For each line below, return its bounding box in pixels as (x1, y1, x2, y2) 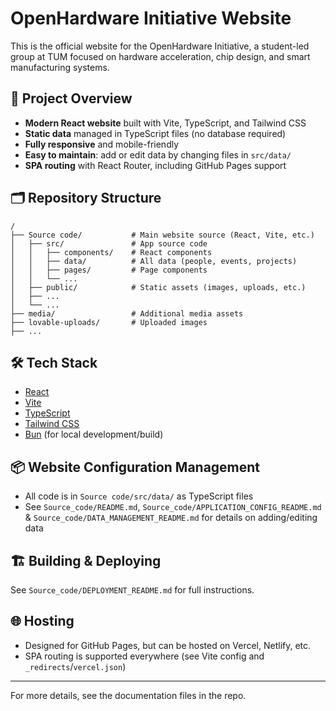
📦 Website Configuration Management (10, 458, 261, 476)
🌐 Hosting (10, 613, 75, 630)
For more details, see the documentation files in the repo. (10, 689, 247, 701)
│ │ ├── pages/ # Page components (10, 265, 208, 275)
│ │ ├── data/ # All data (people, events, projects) (10, 256, 298, 266)
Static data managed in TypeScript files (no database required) (24, 127, 287, 139)
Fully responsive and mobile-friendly (24, 138, 180, 150)
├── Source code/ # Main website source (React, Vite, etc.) (10, 230, 315, 240)
